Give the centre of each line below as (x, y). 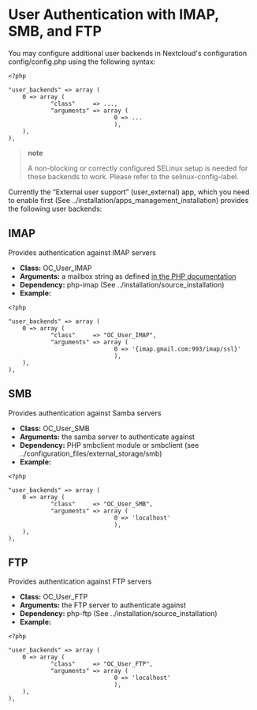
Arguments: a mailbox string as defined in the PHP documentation (128, 276)
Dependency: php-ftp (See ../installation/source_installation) (119, 614)
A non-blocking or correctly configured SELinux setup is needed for (138, 168)
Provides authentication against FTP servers (80, 581)
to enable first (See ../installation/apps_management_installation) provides (128, 200)
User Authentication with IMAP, (114, 15)
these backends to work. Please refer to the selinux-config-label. (133, 176)
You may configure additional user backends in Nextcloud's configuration (127, 53)
